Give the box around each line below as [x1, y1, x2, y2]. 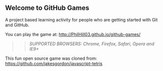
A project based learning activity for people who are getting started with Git [5, 17, 158, 22]
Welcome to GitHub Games [5, 4, 89, 12]
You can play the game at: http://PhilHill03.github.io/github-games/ [5, 31, 141, 37]
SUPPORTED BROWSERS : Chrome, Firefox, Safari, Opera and [29, 41, 155, 47]
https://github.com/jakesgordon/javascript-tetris [5, 60, 103, 66]
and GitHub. [5, 22, 29, 28]
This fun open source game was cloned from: [5, 55, 97, 61]
